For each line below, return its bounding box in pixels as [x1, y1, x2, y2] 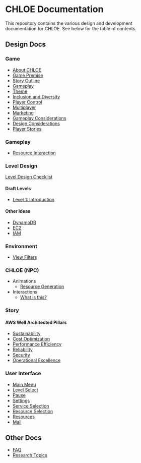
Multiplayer [12, 104, 36, 110]
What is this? [20, 294, 47, 301]
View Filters [12, 254, 37, 260]
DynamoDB [12, 219, 36, 225]
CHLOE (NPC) [5, 266, 39, 273]
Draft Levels [5, 185, 31, 191]
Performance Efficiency [12, 341, 62, 348]
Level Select [12, 387, 38, 393]
